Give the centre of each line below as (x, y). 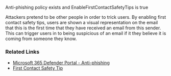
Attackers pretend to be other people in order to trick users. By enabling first (86, 17)
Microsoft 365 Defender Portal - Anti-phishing (61, 63)
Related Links (22, 52)
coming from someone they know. (41, 39)
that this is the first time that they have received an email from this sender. (83, 28)
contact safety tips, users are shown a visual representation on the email (82, 23)
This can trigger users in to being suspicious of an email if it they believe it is (86, 33)
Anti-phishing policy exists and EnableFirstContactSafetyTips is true (77, 7)
